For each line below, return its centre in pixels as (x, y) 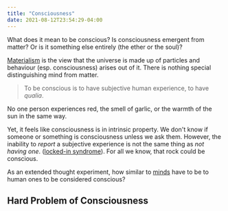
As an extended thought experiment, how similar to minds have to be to (108, 172)
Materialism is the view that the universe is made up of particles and (104, 60)
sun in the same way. (37, 116)
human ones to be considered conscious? (66, 179)
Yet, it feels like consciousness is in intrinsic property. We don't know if (107, 129)
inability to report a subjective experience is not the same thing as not (106, 144)
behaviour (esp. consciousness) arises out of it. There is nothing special (109, 67)
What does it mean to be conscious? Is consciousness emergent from (106, 39)
